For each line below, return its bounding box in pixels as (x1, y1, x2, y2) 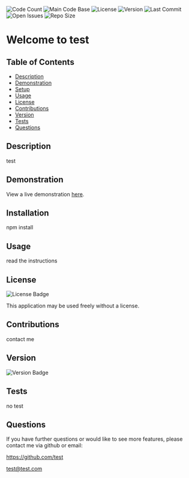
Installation (6, 208, 49, 219)
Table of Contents (6, 57, 75, 67)
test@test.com (6, 465, 43, 473)
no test (6, 402, 24, 410)
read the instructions (6, 257, 58, 264)
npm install (6, 224, 34, 231)
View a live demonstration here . (6, 190, 85, 198)
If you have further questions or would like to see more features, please (6, 435, 183, 443)
